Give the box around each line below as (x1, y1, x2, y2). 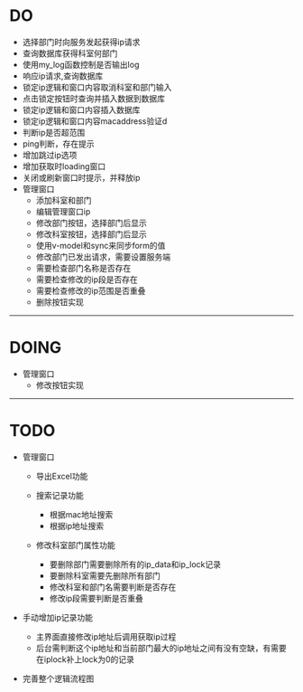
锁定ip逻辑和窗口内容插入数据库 (22, 104, 141, 115)
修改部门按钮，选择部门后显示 (35, 217, 147, 228)
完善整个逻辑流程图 (22, 673, 95, 684)
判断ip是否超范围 (22, 127, 86, 137)
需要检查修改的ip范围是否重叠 (35, 285, 146, 296)
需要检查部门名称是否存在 (35, 262, 132, 273)
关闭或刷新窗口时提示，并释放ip (22, 172, 141, 183)
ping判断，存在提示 (22, 137, 95, 149)
